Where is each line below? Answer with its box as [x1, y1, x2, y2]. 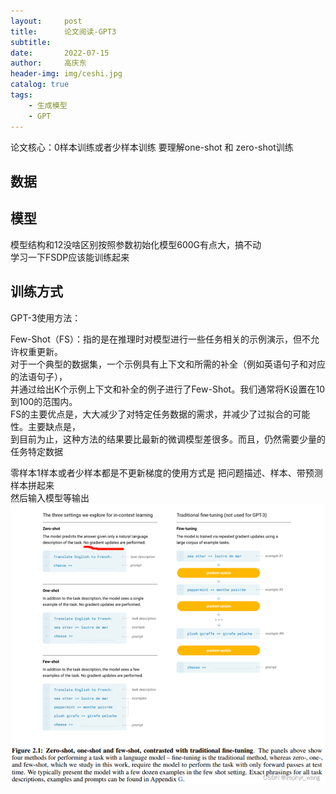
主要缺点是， [27, 420, 81, 432]
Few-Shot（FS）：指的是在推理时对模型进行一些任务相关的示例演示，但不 [10, 333, 311, 345]
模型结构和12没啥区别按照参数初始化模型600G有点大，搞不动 [10, 238, 262, 250]
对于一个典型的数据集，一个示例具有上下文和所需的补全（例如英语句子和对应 [10, 358, 326, 370]
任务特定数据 [10, 445, 63, 457]
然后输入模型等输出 [10, 491, 90, 504]
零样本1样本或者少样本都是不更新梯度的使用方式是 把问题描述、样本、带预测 [10, 466, 323, 479]
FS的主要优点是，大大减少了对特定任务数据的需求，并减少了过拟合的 [10, 408, 293, 420]
